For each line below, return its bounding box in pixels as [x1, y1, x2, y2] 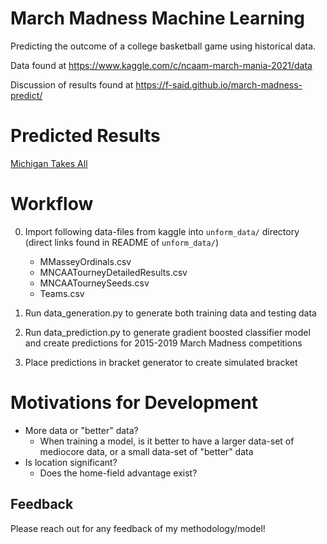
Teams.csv [39, 287, 85, 299]
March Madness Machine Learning [10, 7, 306, 30]
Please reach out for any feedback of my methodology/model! [10, 522, 266, 534]
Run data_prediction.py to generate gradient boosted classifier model [24, 326, 311, 338]
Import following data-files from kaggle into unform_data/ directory [24, 225, 300, 237]
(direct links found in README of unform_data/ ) [24, 236, 220, 248]
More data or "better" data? [24, 424, 139, 436]
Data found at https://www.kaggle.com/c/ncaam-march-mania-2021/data [10, 59, 313, 71]
